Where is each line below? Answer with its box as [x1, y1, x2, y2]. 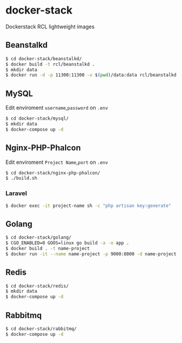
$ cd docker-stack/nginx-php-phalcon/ [5, 170, 100, 176]
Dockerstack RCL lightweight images [5, 23, 95, 30]
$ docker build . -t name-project [5, 245, 90, 251]
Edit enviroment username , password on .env [5, 104, 108, 111]
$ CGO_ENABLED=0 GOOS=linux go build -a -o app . [5, 240, 130, 246]
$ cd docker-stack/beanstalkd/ [5, 55, 82, 62]
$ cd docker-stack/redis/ [5, 283, 69, 289]
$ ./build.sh [5, 175, 38, 182]
